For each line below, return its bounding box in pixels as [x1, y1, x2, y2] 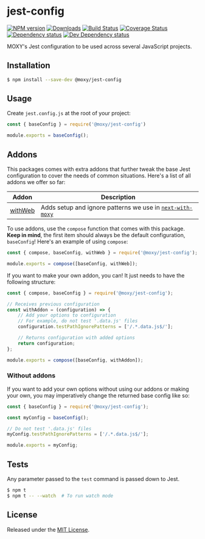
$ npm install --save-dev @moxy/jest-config [7, 76, 122, 83]
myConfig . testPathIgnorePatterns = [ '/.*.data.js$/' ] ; [7, 431, 149, 437]
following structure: [7, 278, 56, 285]
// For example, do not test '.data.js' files [18, 318, 138, 324]
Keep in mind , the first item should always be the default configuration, [7, 232, 186, 238]
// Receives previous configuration [7, 301, 100, 307]
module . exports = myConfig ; [7, 442, 78, 449]
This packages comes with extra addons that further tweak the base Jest [7, 166, 190, 173]
